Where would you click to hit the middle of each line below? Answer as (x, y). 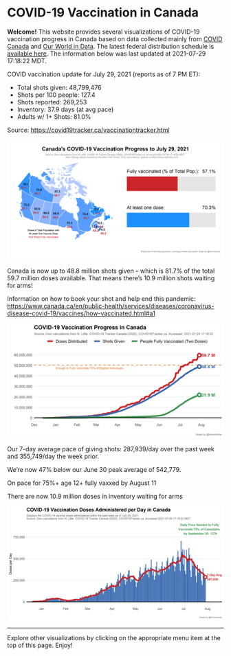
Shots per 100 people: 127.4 (56, 95)
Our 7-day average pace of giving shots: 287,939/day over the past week (111, 449)
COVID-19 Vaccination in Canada (103, 13)
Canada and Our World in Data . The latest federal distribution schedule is (111, 46)
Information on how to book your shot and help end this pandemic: (101, 298)
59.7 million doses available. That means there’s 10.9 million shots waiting (111, 278)
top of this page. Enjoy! (40, 645)
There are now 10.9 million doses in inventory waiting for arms (95, 497)
